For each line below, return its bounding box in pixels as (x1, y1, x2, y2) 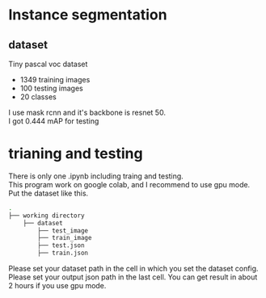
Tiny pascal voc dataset (8, 59, 88, 69)
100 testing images (19, 83, 83, 93)
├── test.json (37, 241, 85, 250)
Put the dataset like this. (8, 188, 89, 198)
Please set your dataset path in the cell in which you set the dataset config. (8, 264, 259, 274)
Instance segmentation (8, 6, 167, 24)
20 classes (19, 92, 57, 102)
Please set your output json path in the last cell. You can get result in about (8, 272, 258, 282)
